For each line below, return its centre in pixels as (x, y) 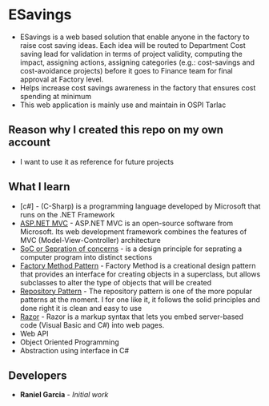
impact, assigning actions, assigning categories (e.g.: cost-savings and (137, 62)
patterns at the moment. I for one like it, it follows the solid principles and (140, 299)
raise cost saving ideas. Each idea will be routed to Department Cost (132, 45)
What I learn (39, 187)
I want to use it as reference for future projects (97, 161)
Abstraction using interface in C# (74, 350)
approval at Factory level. (62, 79)
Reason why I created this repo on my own (116, 130)
